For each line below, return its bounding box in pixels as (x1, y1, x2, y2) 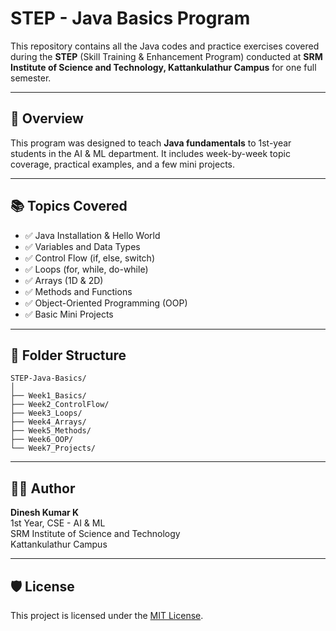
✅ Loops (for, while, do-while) (24, 263, 149, 275)
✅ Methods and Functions (24, 285, 133, 297)
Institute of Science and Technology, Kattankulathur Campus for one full (10, 61, 317, 73)
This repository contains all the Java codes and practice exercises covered (10, 40, 320, 52)
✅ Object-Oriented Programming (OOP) (24, 297, 188, 309)
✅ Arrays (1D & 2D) (24, 274, 104, 286)
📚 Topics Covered (10, 198, 128, 215)
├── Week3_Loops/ (10, 408, 83, 419)
